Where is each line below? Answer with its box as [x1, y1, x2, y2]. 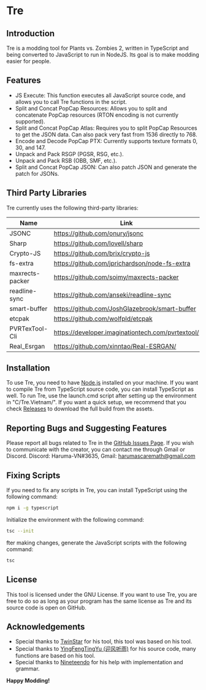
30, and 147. [15, 144, 46, 151]
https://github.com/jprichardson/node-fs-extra [53, 259, 191, 267]
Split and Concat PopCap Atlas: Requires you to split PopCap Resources [15, 124, 197, 131]
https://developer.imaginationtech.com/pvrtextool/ [53, 328, 199, 337]
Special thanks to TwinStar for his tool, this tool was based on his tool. [15, 638, 193, 645]
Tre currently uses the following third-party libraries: [6, 204, 139, 211]
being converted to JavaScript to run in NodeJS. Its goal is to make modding [6, 51, 199, 58]
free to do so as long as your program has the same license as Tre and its [6, 597, 192, 605]
